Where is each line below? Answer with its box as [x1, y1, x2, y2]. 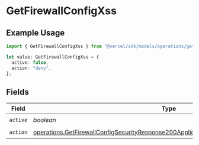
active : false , [11, 59, 49, 66]
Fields [6, 87, 30, 97]
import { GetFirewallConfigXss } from [6, 43, 102, 49]
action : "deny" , [11, 65, 52, 71]
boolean [33, 115, 56, 124]
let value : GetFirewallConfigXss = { [6, 54, 99, 60]
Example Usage [6, 28, 65, 38]
